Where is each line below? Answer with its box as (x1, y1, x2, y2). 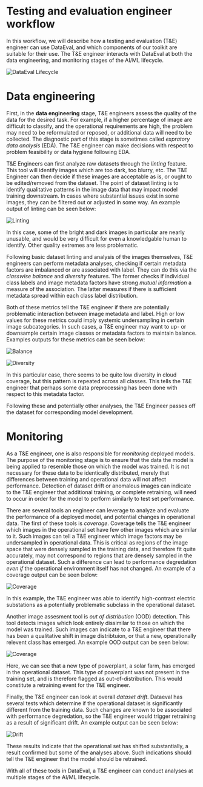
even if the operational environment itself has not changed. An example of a (6, 564, 196, 572)
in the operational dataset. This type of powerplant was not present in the (6, 668, 190, 675)
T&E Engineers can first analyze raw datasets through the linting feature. (6, 159, 187, 167)
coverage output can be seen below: (6, 571, 98, 578)
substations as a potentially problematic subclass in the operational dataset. (6, 601, 196, 608)
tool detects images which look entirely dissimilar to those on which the (6, 619, 185, 626)
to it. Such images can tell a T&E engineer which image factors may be (6, 532, 182, 540)
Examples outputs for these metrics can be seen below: (6, 335, 145, 343)
